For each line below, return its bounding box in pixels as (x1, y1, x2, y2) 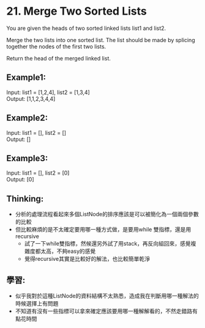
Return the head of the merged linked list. (6, 54, 111, 62)
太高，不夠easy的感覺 (40, 247, 96, 255)
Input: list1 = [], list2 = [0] (6, 169, 70, 177)
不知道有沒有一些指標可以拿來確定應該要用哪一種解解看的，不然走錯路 (15, 307, 193, 315)
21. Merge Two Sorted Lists (6, 4, 147, 18)
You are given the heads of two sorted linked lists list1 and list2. (6, 24, 166, 32)
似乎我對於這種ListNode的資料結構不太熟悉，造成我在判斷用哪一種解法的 (15, 292, 199, 299)
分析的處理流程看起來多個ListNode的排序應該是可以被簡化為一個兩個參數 (15, 211, 199, 218)
